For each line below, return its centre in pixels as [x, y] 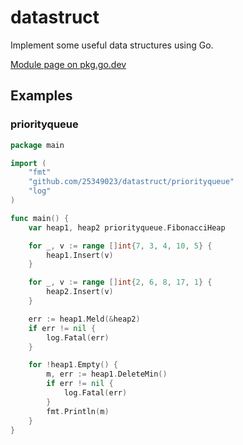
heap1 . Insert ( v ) [80, 255]
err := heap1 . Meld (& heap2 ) [84, 319]
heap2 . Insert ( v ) [80, 292]
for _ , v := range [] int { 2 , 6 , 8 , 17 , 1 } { [120, 282]
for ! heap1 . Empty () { [73, 365]
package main [37, 145]
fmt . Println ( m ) [78, 411]
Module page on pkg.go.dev [68, 64]
